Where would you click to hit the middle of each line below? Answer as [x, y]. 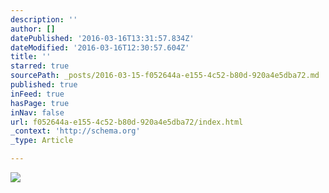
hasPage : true [40, 103]
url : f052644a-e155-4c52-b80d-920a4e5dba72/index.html [127, 122]
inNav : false [37, 112]
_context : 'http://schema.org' [75, 131]
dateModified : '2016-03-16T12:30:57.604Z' [100, 47]
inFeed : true [37, 94]
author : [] [33, 29]
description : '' [44, 19]
